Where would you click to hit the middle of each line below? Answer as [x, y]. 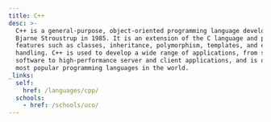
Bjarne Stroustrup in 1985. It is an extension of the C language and [137, 38]
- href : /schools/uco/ [61, 105]
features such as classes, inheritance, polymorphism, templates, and [137, 46]
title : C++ [27, 16]
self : [25, 83]
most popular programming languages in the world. [102, 68]
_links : [21, 75]
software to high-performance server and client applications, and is [137, 61]
